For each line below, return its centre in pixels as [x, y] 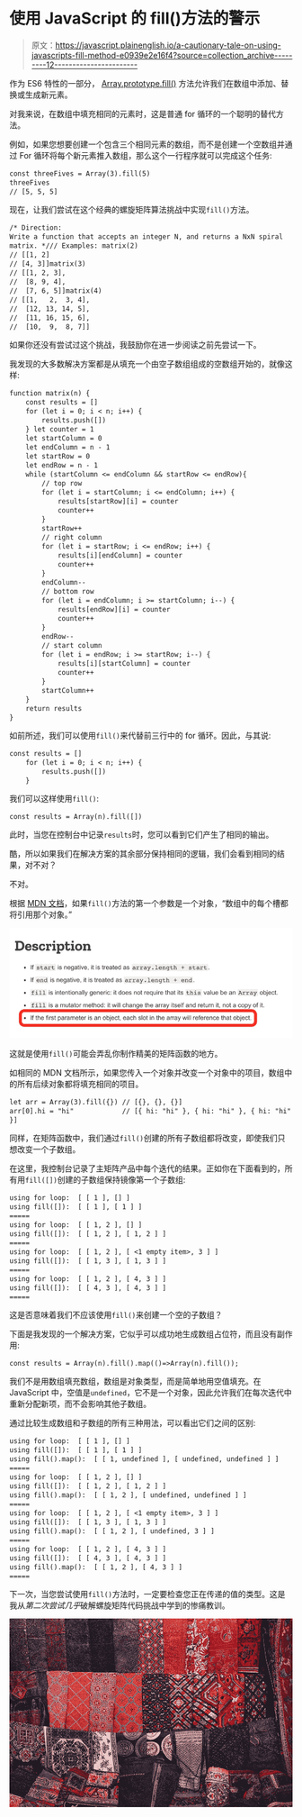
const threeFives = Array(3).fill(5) [80, 173]
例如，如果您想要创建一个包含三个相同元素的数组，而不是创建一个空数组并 [147, 144]
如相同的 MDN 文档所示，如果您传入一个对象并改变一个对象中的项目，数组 [147, 1072]
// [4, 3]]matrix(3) [48, 263]
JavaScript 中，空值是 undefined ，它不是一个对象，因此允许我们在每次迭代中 [151, 1392]
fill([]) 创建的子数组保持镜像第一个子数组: [106, 1179]
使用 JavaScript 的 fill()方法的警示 [135, 18]
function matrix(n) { [50, 393]
